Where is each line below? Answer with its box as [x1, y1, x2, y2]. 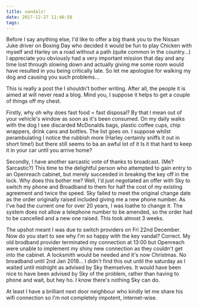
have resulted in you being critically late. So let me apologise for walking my [6, 67, 191, 75]
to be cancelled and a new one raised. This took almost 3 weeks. [6, 215, 164, 222]
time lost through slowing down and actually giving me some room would [6, 61, 184, 68]
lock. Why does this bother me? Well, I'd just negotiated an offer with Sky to [6, 177, 191, 184]
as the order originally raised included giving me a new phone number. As [6, 196, 186, 203]
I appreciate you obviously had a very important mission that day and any [6, 54, 185, 62]
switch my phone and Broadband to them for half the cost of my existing [6, 183, 183, 190]
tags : [6, 20, 20, 25]
